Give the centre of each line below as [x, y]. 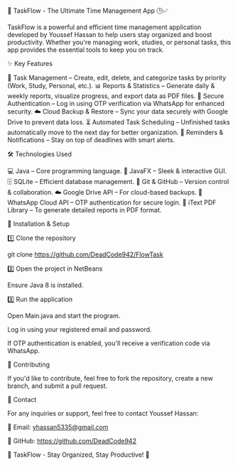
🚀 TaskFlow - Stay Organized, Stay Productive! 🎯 [79, 455]
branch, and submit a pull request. [58, 386]
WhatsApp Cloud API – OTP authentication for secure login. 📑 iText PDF [112, 202]
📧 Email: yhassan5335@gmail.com [58, 427]
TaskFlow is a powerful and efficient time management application [104, 27]
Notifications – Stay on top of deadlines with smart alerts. [91, 140]
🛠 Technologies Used [40, 154]
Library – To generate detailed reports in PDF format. [85, 210]
